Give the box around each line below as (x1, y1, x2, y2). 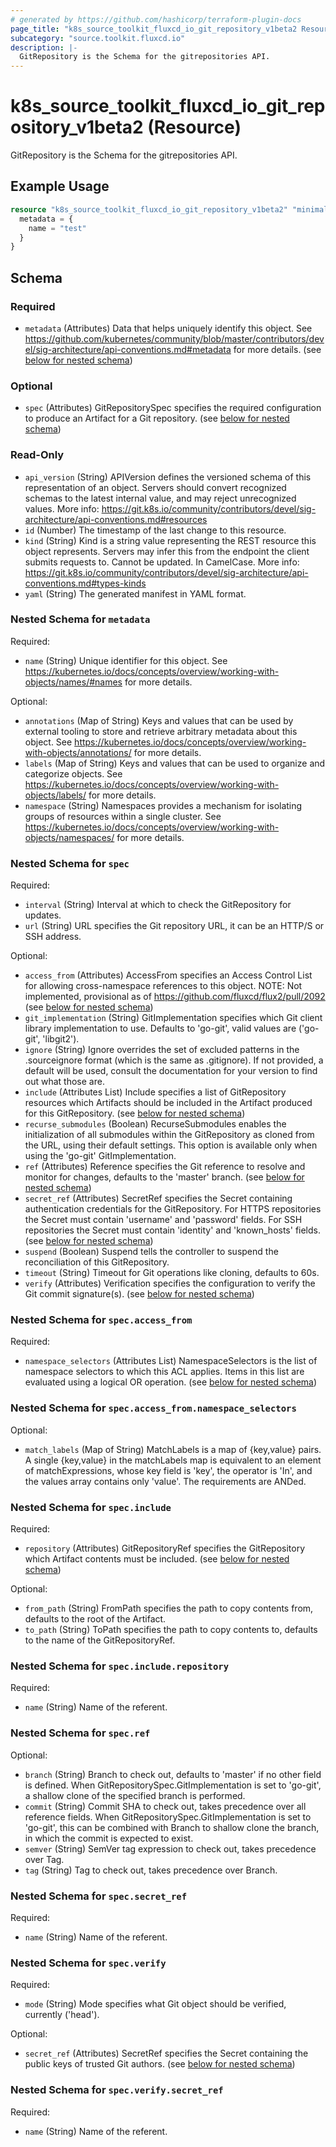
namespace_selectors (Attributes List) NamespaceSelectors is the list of (24, 1355, 318, 1367)
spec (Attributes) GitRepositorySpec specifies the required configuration (24, 402, 322, 414)
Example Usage (10, 178, 110, 195)
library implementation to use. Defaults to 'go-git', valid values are (24, 1022, 297, 1035)
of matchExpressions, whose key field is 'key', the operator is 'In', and (24, 1464, 313, 1476)
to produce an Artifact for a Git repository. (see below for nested (24, 412, 290, 425)
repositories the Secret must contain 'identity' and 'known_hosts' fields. (24, 1224, 322, 1236)
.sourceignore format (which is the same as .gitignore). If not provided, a (24, 1054, 324, 1066)
